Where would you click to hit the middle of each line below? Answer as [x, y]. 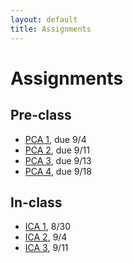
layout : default [44, 19]
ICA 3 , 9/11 [46, 248]
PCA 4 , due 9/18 [58, 171]
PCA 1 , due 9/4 [55, 139]
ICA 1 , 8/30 [47, 227]
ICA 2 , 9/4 [46, 237]
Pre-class [41, 115]
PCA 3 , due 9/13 [58, 160]
